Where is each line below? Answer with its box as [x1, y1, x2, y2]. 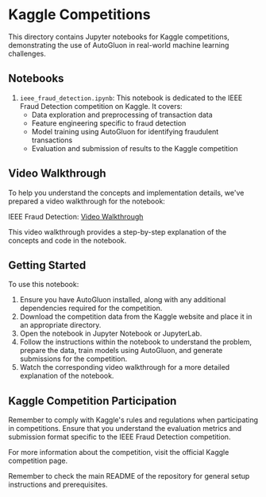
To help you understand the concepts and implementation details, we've [8, 188, 245, 197]
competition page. [8, 456, 68, 466]
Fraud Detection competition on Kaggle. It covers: [19, 101, 183, 111]
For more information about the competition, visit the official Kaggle [8, 448, 229, 457]
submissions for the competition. [19, 354, 128, 363]
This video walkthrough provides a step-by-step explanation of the [8, 227, 227, 236]
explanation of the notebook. [19, 371, 114, 381]
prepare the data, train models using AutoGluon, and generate [19, 346, 223, 355]
